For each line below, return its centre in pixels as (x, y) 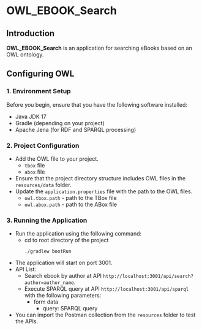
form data (46, 302)
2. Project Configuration (43, 145)
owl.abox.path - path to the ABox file (71, 204)
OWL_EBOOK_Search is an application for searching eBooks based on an (99, 48)
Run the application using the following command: (78, 234)
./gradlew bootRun (48, 251)
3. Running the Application (47, 220)
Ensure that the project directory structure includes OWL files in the (100, 178)
